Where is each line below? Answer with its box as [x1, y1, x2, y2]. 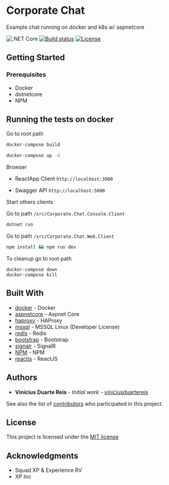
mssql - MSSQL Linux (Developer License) [14, 323, 120, 330]
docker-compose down [6, 267, 58, 273]
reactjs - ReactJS [14, 355, 58, 362]
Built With [6, 288, 44, 298]
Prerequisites [6, 70, 46, 79]
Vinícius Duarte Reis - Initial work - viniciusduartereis [14, 388, 149, 396]
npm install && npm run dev [6, 244, 77, 250]
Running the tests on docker [6, 115, 114, 125]
